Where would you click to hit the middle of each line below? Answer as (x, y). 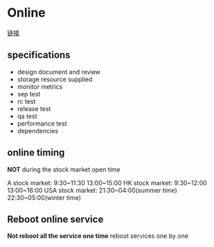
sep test (29, 94)
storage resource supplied (55, 79)
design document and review (59, 71)
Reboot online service (55, 219)
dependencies (38, 130)
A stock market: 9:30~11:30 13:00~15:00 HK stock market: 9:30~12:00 (107, 182)
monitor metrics (40, 86)
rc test (26, 101)
